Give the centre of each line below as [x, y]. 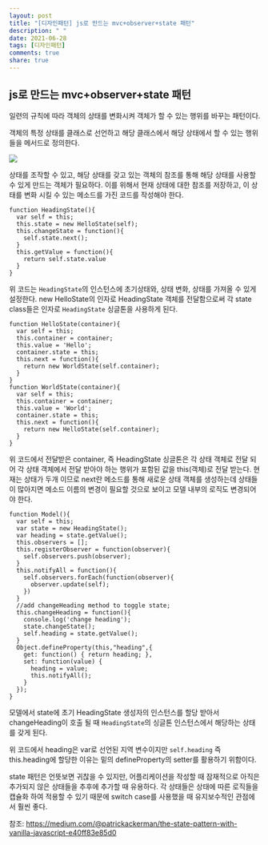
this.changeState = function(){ [70, 231]
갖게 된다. [32, 732]
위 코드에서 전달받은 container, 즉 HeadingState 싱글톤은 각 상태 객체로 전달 [129, 459]
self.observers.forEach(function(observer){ [99, 577]
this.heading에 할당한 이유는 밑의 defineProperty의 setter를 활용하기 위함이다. [133, 759]
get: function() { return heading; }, [88, 654]
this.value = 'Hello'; [54, 345]
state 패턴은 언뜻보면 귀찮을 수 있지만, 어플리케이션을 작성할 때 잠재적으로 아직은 [134, 776]
